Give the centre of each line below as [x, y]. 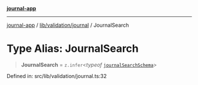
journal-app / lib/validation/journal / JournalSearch [68, 25]
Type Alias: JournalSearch [73, 49]
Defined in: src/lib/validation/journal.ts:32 [57, 76]
